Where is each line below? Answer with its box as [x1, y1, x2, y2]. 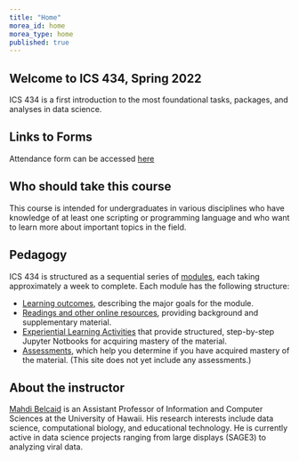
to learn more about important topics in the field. [9, 222, 187, 232]
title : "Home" [9, 12, 62, 22]
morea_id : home [9, 21, 66, 30]
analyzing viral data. [9, 441, 83, 452]
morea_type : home [9, 29, 74, 38]
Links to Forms [9, 130, 93, 145]
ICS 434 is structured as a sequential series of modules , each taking [9, 271, 260, 281]
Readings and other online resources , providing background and [21, 307, 259, 318]
